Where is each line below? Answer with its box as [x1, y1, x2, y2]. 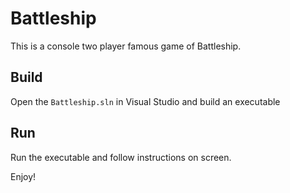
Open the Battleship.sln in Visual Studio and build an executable [10, 95, 281, 107]
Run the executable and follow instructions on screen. [10, 151, 232, 163]
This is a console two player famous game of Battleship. [10, 40, 242, 52]
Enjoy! [10, 170, 37, 182]
